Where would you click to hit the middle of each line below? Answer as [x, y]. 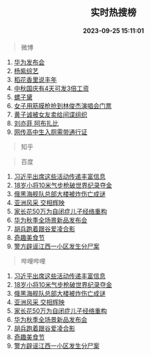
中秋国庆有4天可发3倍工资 [51, 88]
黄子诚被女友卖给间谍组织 [50, 114]
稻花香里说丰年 [35, 80]
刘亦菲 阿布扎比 [36, 123]
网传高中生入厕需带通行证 [50, 132]
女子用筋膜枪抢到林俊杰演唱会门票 [63, 105]
